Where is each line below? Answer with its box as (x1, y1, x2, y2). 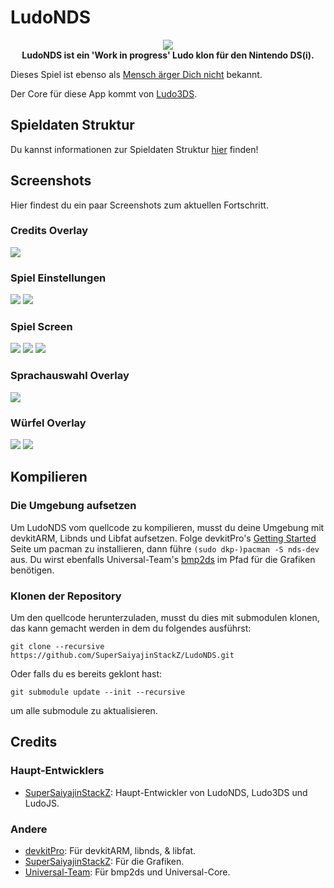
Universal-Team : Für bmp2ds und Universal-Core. (24, 866, 231, 878)
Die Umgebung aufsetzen (10, 499, 137, 513)
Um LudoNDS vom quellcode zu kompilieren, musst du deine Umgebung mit (10, 521, 325, 533)
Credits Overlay (10, 224, 89, 238)
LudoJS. (24, 797, 60, 809)
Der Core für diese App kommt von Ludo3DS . (10, 87, 198, 100)
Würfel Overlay (10, 416, 87, 430)
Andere (10, 822, 48, 836)
